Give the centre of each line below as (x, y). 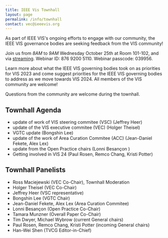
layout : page (19, 15)
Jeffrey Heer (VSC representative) (48, 193)
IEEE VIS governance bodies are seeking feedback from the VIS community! (84, 44)
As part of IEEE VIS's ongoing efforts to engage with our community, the (80, 38)
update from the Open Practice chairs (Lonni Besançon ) (71, 149)
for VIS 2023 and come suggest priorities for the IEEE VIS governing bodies (84, 74)
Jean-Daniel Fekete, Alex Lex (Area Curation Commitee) (71, 203)
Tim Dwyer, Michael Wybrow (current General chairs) (68, 219)
